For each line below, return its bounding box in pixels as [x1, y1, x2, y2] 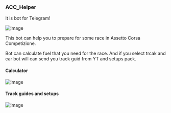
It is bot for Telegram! [5, 15, 51, 21]
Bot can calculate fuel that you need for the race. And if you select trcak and [5, 50, 166, 57]
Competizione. [5, 40, 36, 47]
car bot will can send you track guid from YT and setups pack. [5, 56, 136, 62]
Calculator [5, 67, 28, 74]
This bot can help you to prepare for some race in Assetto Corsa [5, 35, 140, 41]
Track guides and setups [5, 91, 59, 97]
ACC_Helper [5, 4, 37, 11]
